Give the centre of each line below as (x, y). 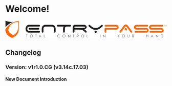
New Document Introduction (36, 79)
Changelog (23, 52)
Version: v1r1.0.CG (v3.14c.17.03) (47, 67)
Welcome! (27, 9)
